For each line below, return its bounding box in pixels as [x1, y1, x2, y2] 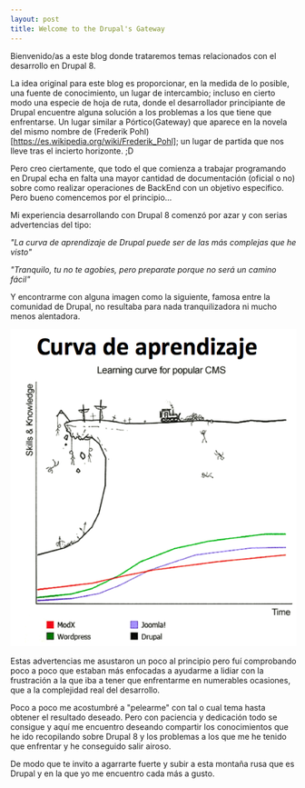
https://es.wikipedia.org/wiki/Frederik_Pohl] [13, 135, 176, 146]
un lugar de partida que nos [181, 135, 284, 146]
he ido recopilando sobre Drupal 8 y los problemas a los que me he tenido [10, 731, 287, 742]
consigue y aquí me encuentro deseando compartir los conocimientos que [10, 721, 289, 732]
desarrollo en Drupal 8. [10, 60, 96, 71]
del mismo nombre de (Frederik [10, 125, 128, 136]
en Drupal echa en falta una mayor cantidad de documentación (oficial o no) [10, 173, 296, 184]
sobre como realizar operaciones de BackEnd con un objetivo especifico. [10, 182, 284, 193]
